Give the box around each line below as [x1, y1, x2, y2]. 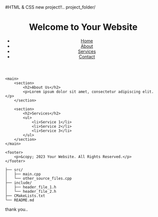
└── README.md [5, 198, 35, 203]
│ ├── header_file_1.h [5, 184, 56, 190]
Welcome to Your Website [29, 22, 138, 33]
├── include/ [5, 180, 32, 185]
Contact [78, 54, 95, 59]
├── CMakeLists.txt [5, 193, 46, 198]
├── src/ [5, 167, 23, 172]
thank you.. [5, 206, 28, 212]
